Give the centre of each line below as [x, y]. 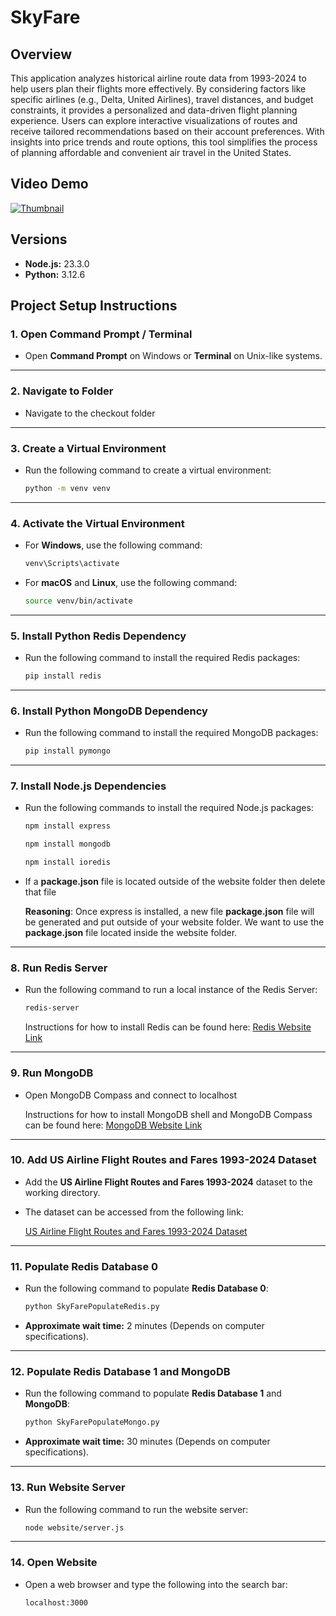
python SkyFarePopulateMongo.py [92, 1422]
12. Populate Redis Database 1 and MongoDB [120, 1371]
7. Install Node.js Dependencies [88, 786]
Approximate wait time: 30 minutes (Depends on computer [147, 1442]
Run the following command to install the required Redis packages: [162, 658]
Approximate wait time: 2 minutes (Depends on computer [144, 1326]
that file [40, 892]
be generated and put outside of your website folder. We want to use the [174, 922]
